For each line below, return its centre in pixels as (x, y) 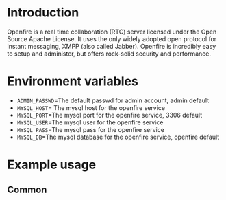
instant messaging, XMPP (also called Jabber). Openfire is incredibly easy (112, 46)
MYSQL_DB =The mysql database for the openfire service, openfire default (118, 137)
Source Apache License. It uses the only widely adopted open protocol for (112, 38)
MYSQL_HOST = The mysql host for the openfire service (91, 107)
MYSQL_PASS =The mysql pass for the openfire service (90, 129)
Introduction (43, 13)
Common (27, 190)
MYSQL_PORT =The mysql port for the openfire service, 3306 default (110, 115)
